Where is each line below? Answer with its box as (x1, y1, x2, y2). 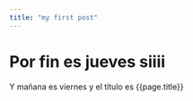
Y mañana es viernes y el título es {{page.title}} (9, 81, 184, 92)
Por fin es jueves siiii (9, 51, 166, 72)
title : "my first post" (9, 13, 99, 22)
